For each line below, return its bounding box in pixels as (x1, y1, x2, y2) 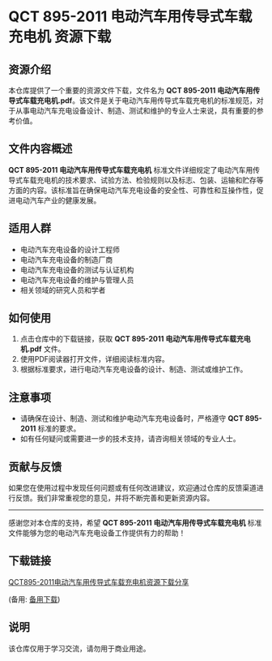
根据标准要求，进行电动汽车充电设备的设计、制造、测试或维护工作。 (19, 364, 248, 374)
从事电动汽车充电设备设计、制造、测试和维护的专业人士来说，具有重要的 (15, 106, 257, 115)
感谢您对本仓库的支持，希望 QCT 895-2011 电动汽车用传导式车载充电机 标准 (8, 518, 262, 528)
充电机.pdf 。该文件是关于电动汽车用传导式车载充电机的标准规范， (36, 96, 257, 105)
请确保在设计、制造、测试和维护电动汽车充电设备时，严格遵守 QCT (19, 414, 244, 423)
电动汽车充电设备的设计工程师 (19, 244, 120, 254)
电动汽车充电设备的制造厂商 (19, 255, 113, 264)
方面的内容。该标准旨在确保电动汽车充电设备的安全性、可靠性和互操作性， (8, 185, 257, 195)
